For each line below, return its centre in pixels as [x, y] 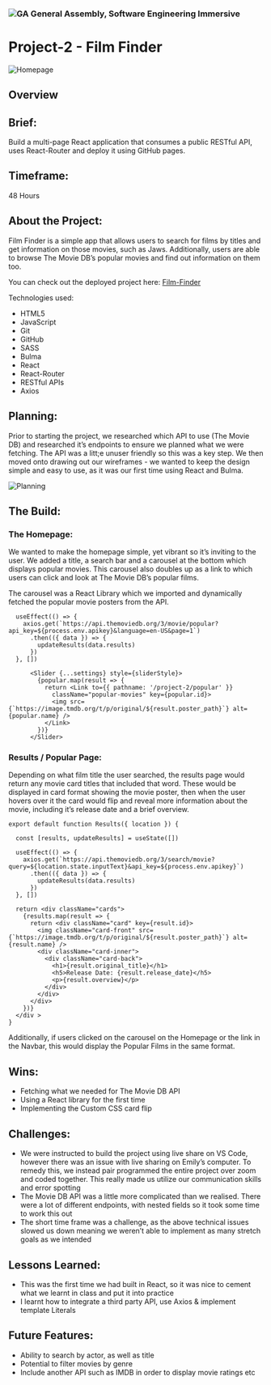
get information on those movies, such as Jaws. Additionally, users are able [134, 249]
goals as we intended [55, 1239]
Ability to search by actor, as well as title [87, 1355]
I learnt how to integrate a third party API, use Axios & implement [128, 1301]
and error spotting [50, 1188]
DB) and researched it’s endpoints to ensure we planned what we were [126, 444]
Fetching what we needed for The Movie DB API [100, 1091]
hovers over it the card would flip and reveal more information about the [128, 801]
